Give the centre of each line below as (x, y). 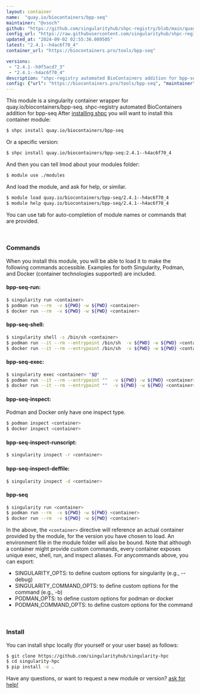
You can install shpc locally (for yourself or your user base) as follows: (92, 645)
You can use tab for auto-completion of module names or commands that (96, 214)
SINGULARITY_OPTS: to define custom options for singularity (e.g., (97, 573)
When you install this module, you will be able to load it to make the (89, 261)
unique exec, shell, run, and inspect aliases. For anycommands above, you (97, 555)
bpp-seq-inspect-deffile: (38, 468)
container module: (29, 119)
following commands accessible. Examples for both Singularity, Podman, (95, 267)
